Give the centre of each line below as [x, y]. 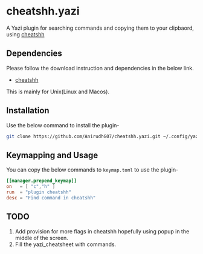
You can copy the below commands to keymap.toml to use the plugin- [92, 170]
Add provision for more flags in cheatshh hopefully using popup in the [102, 231]
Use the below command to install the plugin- [63, 125]
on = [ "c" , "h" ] [31, 187]
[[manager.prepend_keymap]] [42, 181]
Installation [28, 111]
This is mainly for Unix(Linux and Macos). [58, 92]
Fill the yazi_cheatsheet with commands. [66, 244]
